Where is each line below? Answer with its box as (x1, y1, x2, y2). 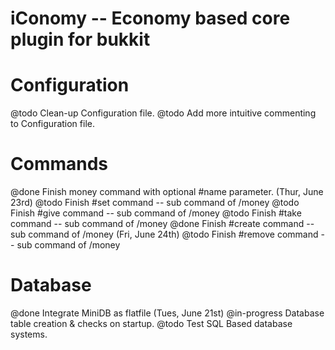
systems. (10, 328, 48, 340)
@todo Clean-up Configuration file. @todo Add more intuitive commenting (10, 107, 317, 119)
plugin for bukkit (10, 28, 151, 51)
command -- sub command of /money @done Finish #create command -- (10, 218, 315, 230)
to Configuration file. (10, 118, 95, 130)
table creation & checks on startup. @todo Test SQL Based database (10, 318, 293, 329)
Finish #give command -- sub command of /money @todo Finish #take (10, 207, 302, 219)
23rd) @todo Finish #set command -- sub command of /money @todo (10, 197, 300, 209)
